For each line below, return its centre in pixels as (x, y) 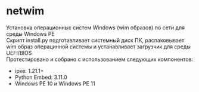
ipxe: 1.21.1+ (29, 70)
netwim (25, 11)
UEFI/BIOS (19, 53)
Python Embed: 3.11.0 (41, 77)
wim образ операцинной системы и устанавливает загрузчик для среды (98, 47)
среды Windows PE (30, 33)
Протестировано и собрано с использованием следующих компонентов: (100, 59)
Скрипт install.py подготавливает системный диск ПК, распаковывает (95, 40)
